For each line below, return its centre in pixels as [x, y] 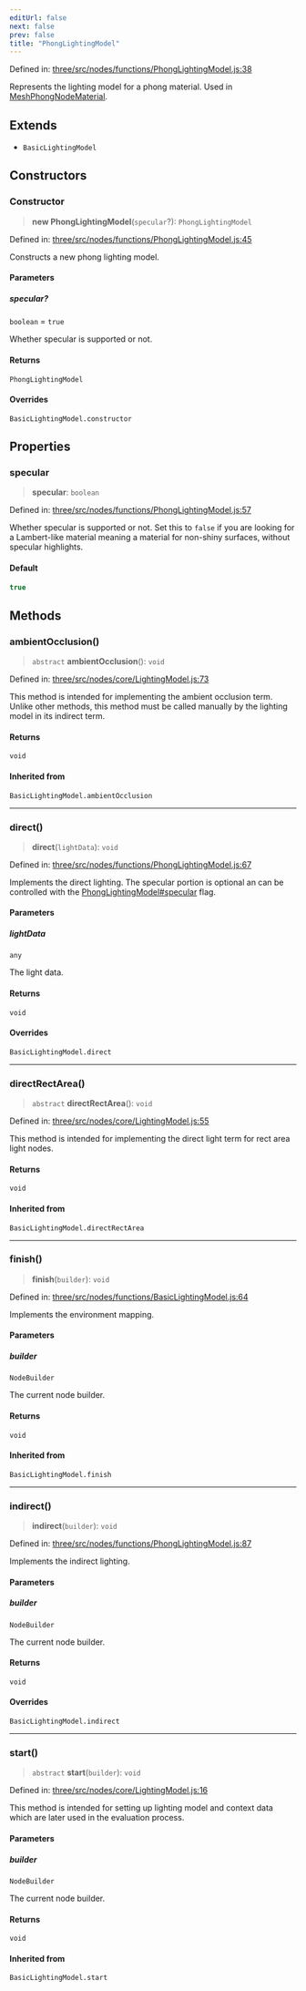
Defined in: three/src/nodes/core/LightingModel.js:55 [109, 1121]
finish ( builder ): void [71, 1279]
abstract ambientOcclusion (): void [98, 662]
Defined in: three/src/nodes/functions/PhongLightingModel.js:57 [131, 510]
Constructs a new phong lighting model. [84, 257]
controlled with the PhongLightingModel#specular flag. [113, 892]
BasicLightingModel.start [58, 1978]
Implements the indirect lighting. [70, 1561]
